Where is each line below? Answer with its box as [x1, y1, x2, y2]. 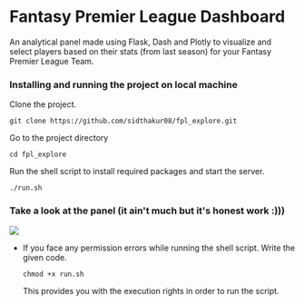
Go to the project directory [9, 133, 109, 143]
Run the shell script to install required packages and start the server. [9, 166, 265, 177]
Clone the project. [9, 99, 77, 110]
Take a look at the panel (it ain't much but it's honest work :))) [9, 204, 286, 217]
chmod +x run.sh [22, 270, 84, 279]
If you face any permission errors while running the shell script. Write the [22, 242, 296, 253]
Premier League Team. [9, 55, 94, 66]
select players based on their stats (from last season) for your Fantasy [9, 45, 272, 56]
